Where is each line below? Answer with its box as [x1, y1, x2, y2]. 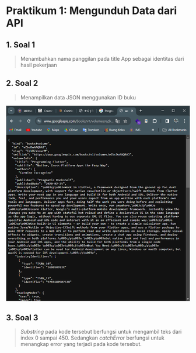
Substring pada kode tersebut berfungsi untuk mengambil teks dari [20, 328, 182, 335]
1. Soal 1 [6, 40, 36, 50]
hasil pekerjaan [20, 61, 57, 68]
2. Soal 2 [6, 78, 38, 88]
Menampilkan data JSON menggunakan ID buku [20, 94, 136, 101]
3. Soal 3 [6, 313, 38, 323]
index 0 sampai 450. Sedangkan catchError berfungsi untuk [20, 334, 164, 341]
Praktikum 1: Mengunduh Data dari [6, 4, 177, 18]
